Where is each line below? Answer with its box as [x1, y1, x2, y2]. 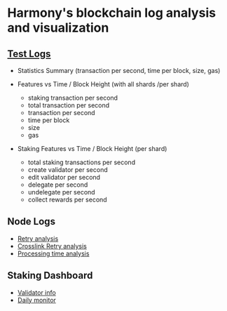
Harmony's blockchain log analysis [7, 5, 216, 21]
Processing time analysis [17, 249, 90, 258]
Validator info [17, 288, 56, 296]
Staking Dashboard [7, 270, 93, 282]
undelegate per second [27, 188, 96, 196]
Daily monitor [17, 296, 56, 304]
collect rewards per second [27, 195, 107, 204]
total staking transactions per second [27, 158, 135, 166]
